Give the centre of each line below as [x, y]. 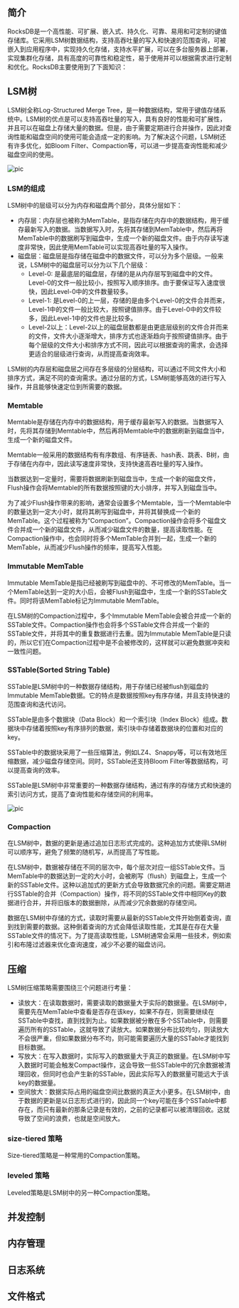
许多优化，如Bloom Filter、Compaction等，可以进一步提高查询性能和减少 [120, 145]
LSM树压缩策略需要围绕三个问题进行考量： [70, 987]
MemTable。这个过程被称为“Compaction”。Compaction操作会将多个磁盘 [114, 521]
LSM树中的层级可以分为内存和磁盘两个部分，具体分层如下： [95, 205]
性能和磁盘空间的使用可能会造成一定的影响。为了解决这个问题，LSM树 [117, 137]
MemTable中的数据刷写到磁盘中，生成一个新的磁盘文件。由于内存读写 [120, 238]
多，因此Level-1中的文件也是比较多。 [83, 318]
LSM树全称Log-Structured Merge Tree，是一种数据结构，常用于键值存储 [113, 110]
